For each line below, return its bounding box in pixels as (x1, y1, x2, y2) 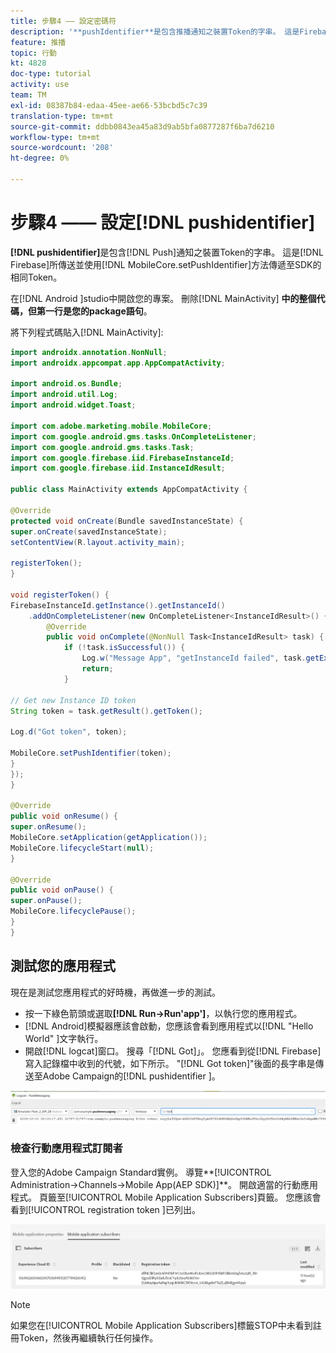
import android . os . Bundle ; (10, 379, 123, 389)
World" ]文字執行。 (24, 1032, 104, 1044)
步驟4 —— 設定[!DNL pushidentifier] (10, 211, 316, 234)
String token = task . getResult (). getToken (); (10, 706, 203, 716)
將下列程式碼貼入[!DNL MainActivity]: (10, 326, 164, 338)
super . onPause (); (10, 896, 83, 906)
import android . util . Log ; (10, 390, 118, 400)
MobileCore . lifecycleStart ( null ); (10, 843, 155, 853)
